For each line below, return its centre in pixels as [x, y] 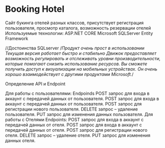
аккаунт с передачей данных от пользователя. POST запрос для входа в [82, 98]
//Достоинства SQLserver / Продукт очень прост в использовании [75, 48]
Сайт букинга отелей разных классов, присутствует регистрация [74, 23]
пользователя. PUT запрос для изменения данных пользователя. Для [79, 114]
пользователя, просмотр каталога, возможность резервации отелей [78, 28]
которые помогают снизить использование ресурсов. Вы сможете [76, 64]
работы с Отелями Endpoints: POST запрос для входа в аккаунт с [74, 119]
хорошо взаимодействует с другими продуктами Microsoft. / [69, 74]
